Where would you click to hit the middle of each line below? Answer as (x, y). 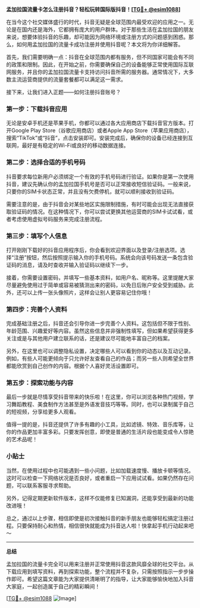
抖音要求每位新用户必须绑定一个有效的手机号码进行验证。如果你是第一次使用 (100, 176)
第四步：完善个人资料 (37, 309)
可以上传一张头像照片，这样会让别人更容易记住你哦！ (87, 292)
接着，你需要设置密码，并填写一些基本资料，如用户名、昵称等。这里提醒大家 (100, 277)
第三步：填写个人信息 (37, 236)
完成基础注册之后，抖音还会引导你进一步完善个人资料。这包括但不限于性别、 (100, 324)
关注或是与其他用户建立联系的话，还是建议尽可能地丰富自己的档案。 (90, 339)
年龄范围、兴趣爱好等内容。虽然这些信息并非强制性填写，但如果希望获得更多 (100, 331)
